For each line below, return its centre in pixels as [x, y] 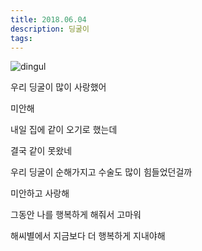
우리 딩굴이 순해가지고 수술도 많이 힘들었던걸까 [101, 172]
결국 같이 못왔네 [41, 151]
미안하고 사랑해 [40, 193]
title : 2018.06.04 [48, 19]
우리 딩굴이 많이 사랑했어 [58, 87]
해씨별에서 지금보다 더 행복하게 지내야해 [88, 236]
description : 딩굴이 [50, 29]
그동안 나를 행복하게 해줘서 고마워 [76, 215]
